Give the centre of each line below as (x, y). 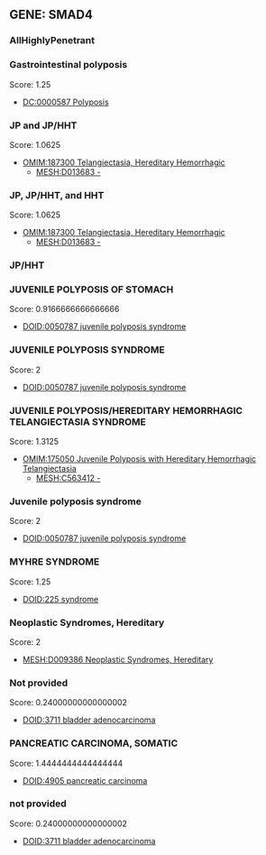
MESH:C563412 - (68, 478)
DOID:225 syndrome (60, 599)
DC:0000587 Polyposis (66, 102)
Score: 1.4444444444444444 (66, 763)
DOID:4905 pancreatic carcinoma (85, 780)
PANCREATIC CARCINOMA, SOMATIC (94, 743)
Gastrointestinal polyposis (69, 65)
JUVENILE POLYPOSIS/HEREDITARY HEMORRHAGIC (126, 410)
